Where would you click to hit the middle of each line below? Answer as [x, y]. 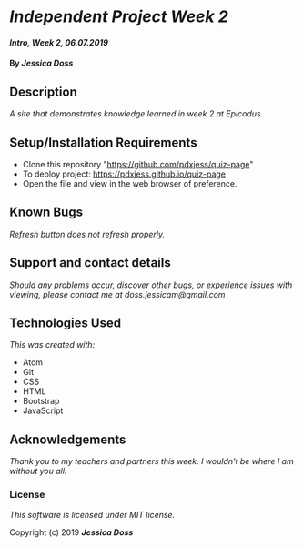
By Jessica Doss [41, 63]
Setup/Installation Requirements [103, 142]
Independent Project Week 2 [119, 17]
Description [43, 91]
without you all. [38, 471]
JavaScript [43, 410]
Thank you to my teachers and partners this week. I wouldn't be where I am [151, 461]
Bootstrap [41, 401]
